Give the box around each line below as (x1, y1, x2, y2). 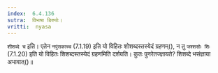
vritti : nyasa (7, 23, 52, 30)
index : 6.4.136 (7, 10, 54, 17)
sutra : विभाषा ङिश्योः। (7, 17, 63, 24)
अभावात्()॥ (7, 58, 34, 66)
